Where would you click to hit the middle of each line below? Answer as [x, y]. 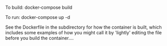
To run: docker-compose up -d [38, 17]
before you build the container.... [40, 38]
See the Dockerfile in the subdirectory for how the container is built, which [83, 27]
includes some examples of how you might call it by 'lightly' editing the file [83, 32]
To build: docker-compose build [39, 7]
